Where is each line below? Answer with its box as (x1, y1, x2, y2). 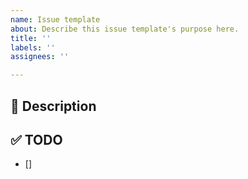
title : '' (10, 33, 52, 43)
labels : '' (10, 42, 56, 53)
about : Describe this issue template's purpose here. (10, 24, 240, 34)
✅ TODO (10, 131, 63, 148)
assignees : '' (10, 52, 70, 62)
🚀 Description (10, 97, 97, 115)
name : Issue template (10, 14, 101, 25)
